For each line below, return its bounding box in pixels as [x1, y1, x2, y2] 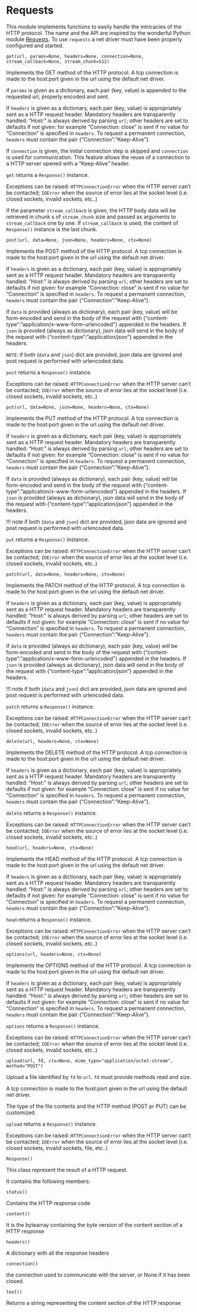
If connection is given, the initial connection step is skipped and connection [6, 147, 188, 154]
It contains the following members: [6, 1178, 91, 1185]
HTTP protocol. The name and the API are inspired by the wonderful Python [6, 29, 190, 36]
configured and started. [6, 42, 64, 49]
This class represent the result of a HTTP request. [6, 1166, 128, 1173]
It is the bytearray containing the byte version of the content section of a [6, 1221, 183, 1228]
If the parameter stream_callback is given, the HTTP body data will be [6, 206, 176, 214]
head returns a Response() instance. [6, 916, 92, 923]
